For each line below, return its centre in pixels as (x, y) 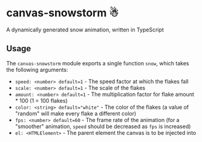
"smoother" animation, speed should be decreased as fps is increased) (103, 126)
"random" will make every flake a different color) (76, 113)
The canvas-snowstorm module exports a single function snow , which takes (98, 63)
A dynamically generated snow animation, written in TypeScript (85, 30)
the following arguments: (37, 69)
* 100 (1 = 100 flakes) (41, 100)
